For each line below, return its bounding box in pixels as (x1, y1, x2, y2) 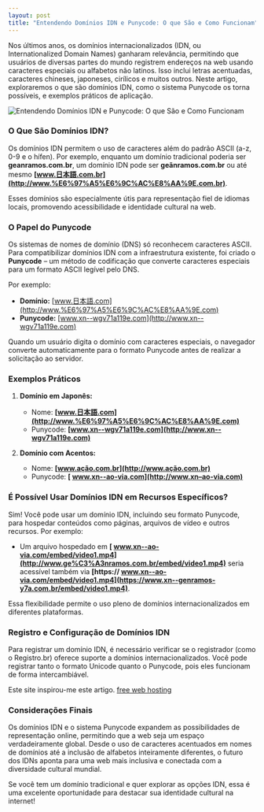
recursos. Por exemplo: (8, 526, 84, 536)
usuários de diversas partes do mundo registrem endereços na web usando (8, 57, 254, 67)
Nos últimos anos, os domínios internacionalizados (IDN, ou (8, 40, 202, 50)
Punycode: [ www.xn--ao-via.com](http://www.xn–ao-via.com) (31, 472, 244, 481)
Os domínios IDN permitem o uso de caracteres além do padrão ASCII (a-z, (8, 143, 251, 153)
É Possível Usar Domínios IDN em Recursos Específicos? (8, 491, 229, 502)
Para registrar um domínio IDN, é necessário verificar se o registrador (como (8, 644, 256, 654)
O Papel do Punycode (8, 221, 92, 232)
